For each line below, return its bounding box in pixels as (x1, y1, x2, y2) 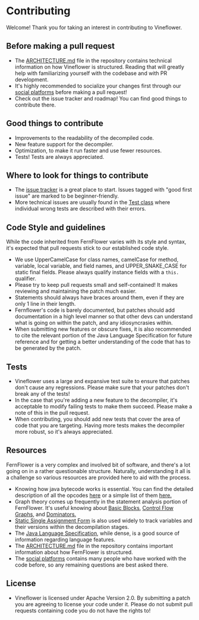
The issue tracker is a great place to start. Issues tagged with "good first (14, 186, 192, 193)
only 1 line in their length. (14, 300, 76, 308)
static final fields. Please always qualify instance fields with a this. (14, 269, 179, 276)
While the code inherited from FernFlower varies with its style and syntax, (6, 238, 187, 245)
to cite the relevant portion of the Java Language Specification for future (14, 332, 192, 339)
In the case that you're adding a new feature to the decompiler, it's (14, 397, 178, 403)
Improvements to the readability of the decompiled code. (14, 134, 154, 141)
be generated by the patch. (14, 345, 82, 352)
